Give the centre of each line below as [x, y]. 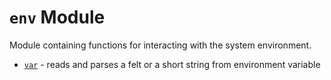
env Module [57, 17]
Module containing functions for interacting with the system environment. [160, 45]
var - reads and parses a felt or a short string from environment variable [172, 64]
